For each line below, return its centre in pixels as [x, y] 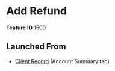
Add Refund [37, 11]
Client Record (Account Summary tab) [62, 61]
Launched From [36, 47]
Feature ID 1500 [26, 28]
